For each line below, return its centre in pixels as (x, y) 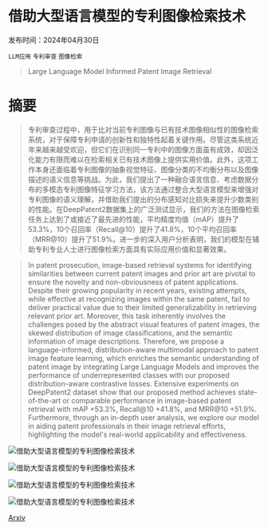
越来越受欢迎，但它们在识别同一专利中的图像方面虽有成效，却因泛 (150, 149)
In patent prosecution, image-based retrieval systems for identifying (140, 265)
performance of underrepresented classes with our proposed (128, 375)
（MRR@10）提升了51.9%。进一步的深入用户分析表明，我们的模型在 (140, 239)
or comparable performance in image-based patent (147, 400)
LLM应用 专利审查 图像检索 (45, 57)
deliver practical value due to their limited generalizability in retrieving (142, 307)
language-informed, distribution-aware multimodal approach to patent (143, 349)
